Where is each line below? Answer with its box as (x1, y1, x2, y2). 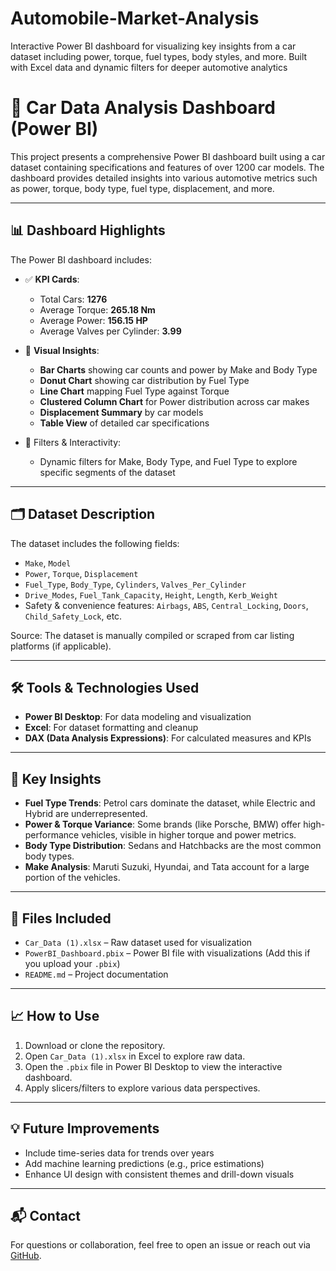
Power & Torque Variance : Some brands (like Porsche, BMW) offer (24, 818, 302, 831)
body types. (24, 850, 75, 862)
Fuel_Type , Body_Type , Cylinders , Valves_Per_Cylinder (24, 578, 247, 590)
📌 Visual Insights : (24, 344, 100, 356)
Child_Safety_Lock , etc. (24, 610, 123, 622)
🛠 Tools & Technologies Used (10, 679, 200, 696)
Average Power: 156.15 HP (39, 314, 148, 326)
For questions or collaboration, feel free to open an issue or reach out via (10, 1239, 311, 1251)
